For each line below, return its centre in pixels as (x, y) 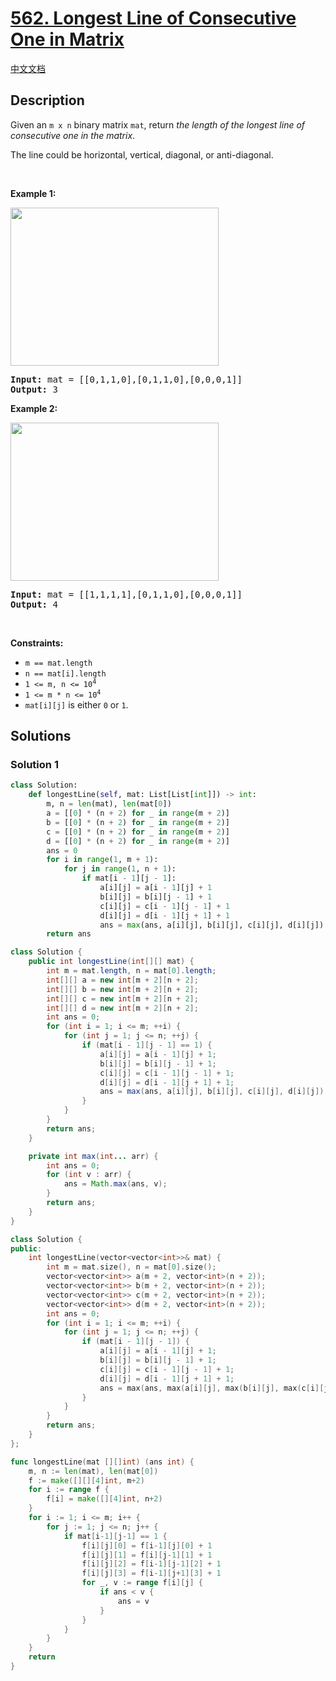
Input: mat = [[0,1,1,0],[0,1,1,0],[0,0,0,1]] (126, 379)
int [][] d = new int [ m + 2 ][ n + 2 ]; (122, 1008)
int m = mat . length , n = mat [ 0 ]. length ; (131, 971)
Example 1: (33, 193)
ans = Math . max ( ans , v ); (115, 1184)
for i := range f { (69, 1490)
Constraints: (37, 643)
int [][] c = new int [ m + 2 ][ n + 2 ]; (122, 998)
